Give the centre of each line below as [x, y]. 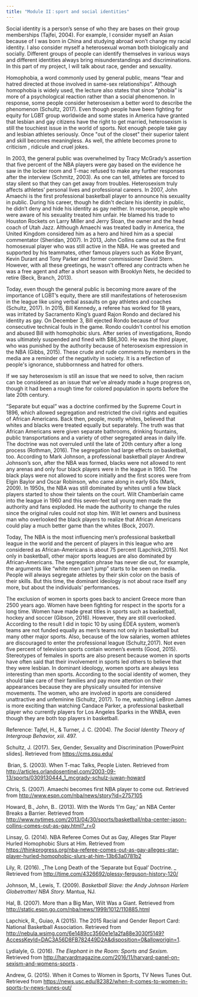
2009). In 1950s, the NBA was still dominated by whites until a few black [94, 488]
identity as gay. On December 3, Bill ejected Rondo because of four [88, 321]
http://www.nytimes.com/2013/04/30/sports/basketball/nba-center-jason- [96, 819]
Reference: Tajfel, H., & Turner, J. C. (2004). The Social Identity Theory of [95, 729]
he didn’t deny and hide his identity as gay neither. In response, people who [98, 208]
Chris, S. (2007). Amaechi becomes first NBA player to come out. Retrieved [98, 789]
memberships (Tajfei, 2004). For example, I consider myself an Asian [90, 35]
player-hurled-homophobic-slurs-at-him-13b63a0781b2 [74, 856]
